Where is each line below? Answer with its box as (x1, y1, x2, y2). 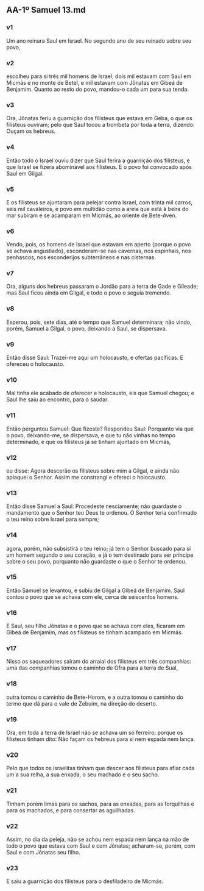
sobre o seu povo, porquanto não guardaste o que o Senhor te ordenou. (6, 557, 187, 565)
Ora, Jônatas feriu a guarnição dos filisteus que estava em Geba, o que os (6, 115, 193, 122)
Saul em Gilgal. (6, 170, 44, 177)
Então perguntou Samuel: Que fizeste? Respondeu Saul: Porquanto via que (6, 425, 194, 432)
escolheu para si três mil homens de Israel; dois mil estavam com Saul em (6, 73, 192, 80)
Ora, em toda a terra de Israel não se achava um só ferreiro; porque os (6, 729, 183, 737)
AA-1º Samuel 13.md (6, 5, 86, 15)
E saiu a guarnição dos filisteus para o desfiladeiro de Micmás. (6, 878, 164, 885)
